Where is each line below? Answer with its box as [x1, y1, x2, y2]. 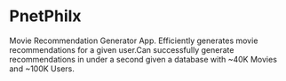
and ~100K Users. [9, 63, 75, 74]
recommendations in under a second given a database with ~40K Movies [9, 54, 278, 64]
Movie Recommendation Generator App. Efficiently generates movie [9, 35, 258, 46]
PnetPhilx [9, 6, 82, 26]
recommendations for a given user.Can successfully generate [9, 44, 234, 55]
